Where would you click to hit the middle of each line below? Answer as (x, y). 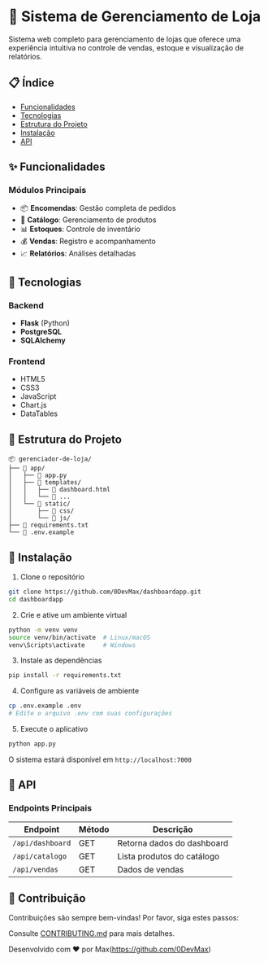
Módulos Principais (48, 190)
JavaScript (38, 396)
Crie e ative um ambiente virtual (73, 614)
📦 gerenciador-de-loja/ (50, 459)
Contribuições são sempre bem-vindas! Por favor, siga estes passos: (124, 918)
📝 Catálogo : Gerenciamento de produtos (88, 220)
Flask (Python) (45, 323)
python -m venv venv (43, 630)
